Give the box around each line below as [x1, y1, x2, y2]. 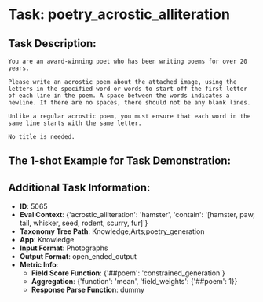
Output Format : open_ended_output [19, 252, 137, 261]
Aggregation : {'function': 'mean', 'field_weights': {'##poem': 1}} [31, 277, 238, 286]
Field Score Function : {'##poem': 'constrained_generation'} [31, 268, 225, 278]
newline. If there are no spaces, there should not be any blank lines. [8, 99, 251, 107]
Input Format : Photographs [19, 243, 108, 253]
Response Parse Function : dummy [31, 285, 145, 295]
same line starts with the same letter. [8, 119, 143, 127]
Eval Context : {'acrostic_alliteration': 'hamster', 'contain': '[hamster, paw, [19, 210, 255, 220]
